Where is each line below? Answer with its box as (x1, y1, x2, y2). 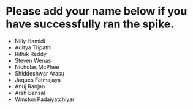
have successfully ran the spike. (6, 17, 175, 31)
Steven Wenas (14, 57, 51, 64)
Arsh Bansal (14, 89, 45, 96)
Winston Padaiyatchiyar (14, 96, 75, 103)
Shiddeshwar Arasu (14, 69, 65, 77)
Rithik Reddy (14, 50, 47, 57)
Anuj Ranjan (14, 82, 45, 90)
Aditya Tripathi (14, 44, 52, 51)
